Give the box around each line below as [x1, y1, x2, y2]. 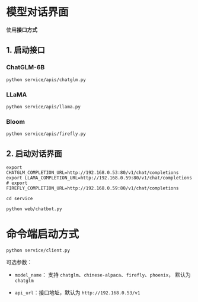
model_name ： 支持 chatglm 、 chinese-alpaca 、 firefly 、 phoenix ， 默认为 [14, 271, 191, 278]
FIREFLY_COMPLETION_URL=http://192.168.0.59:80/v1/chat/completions [6, 185, 179, 191]
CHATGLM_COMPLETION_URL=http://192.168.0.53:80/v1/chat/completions [6, 170, 179, 176]
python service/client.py [6, 247, 70, 253]
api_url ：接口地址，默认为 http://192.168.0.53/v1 [14, 288, 140, 296]
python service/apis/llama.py [6, 104, 81, 110]
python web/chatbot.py [6, 206, 62, 212]
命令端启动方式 [6, 227, 79, 241]
